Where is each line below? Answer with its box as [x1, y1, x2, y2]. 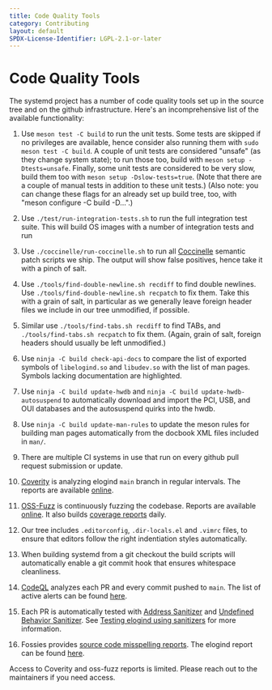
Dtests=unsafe [20, 165, 69, 173]
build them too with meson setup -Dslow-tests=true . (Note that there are [20, 172, 262, 182]
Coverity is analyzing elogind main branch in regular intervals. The [20, 477, 241, 487]
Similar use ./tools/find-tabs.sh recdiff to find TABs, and [20, 321, 221, 330]
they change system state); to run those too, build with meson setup [20, 155, 245, 164]
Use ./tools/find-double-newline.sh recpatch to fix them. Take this [20, 288, 250, 298]
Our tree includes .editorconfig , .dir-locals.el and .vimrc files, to [20, 526, 248, 535]
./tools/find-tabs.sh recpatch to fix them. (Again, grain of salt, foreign [20, 330, 261, 339]
